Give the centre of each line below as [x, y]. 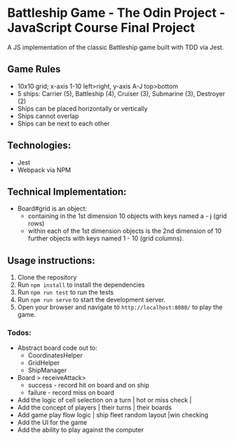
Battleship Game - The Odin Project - [116, 13]
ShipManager [47, 370]
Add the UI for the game [52, 423]
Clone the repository [47, 278]
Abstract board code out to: [57, 348]
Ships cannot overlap [48, 116]
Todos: [19, 333]
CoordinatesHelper [55, 355]
